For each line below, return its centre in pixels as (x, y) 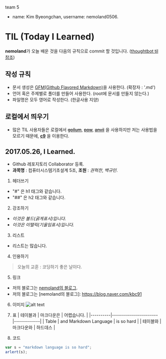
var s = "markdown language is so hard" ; (49, 348)
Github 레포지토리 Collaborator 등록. (48, 164)
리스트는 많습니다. (29, 246)
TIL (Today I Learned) (50, 37)
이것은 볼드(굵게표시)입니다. (39, 219)
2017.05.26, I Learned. (40, 151)
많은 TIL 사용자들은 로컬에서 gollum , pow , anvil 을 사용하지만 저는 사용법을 (85, 129)
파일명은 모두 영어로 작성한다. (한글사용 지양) (55, 100)
